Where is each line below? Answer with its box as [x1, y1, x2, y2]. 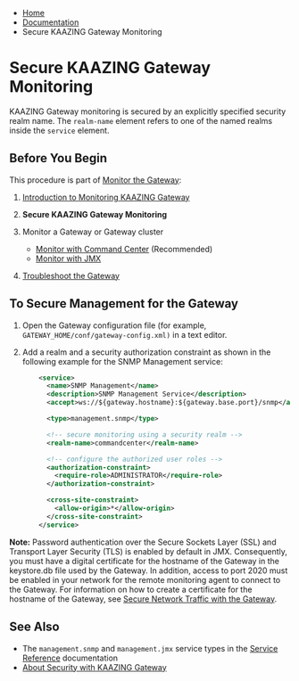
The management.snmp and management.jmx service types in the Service [21, 643, 278, 653]
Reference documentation [21, 652, 119, 663]
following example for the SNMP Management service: [21, 356, 223, 366]
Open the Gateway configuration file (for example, [21, 320, 207, 331]
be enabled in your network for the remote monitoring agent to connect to [9, 574, 281, 585]
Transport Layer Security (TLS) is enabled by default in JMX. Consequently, [9, 546, 288, 556]
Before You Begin [9, 151, 108, 166]
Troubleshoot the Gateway [21, 270, 120, 281]
